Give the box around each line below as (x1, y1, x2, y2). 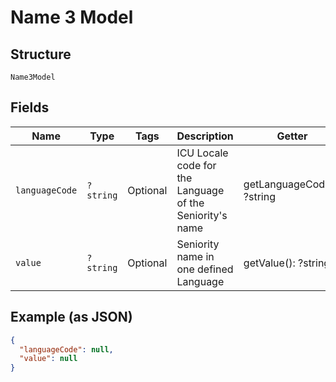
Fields (10, 99, 50, 116)
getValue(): (243, 256, 296, 270)
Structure (10, 46, 72, 63)
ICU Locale (176, 146, 229, 160)
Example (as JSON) (10, 309, 133, 326)
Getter (276, 129, 308, 143)
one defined (176, 262, 234, 276)
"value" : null (19, 354, 78, 364)
